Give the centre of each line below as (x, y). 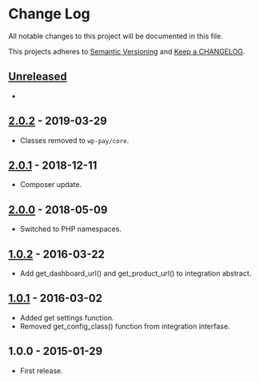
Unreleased (38, 77)
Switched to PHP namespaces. (71, 229)
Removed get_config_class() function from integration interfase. (125, 326)
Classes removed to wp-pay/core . (74, 140)
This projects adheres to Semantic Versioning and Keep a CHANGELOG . (127, 51)
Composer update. (51, 185)
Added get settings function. (67, 317)
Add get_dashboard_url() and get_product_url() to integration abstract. (135, 273)
